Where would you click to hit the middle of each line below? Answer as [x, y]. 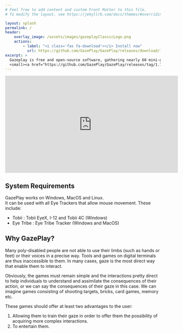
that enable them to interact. [34, 266]
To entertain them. [31, 326]
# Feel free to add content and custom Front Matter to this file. [76, 10]
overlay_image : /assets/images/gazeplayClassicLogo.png [73, 37]
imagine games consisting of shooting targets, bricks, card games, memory [82, 291]
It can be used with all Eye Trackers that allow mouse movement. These [78, 203]
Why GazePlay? [30, 239]
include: [13, 208]
